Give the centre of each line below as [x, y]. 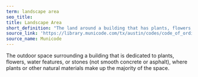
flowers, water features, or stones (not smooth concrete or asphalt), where [97, 62]
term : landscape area [33, 11]
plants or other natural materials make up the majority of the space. [88, 68]
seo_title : [19, 17]
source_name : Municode [34, 39]
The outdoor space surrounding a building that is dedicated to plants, [90, 56]
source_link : [22, 34]
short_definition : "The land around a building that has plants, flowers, [100, 28]
